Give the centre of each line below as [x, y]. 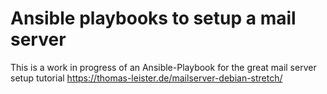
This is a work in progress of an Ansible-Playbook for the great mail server [163, 67]
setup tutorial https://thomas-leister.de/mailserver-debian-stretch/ [146, 78]
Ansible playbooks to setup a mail [153, 18]
